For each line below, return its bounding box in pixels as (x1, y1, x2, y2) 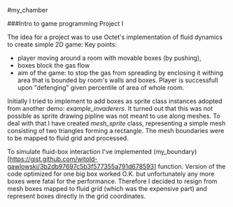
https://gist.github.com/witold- (9, 155, 98, 163)
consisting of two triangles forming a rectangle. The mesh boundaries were (7, 127, 225, 135)
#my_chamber (7, 6, 48, 14)
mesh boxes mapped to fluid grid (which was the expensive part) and (7, 185, 208, 192)
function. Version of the (157, 162, 226, 170)
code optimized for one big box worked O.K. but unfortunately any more (7, 170, 215, 178)
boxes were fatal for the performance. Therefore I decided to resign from (7, 177, 218, 185)
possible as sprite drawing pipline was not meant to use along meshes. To (7, 112, 220, 120)
